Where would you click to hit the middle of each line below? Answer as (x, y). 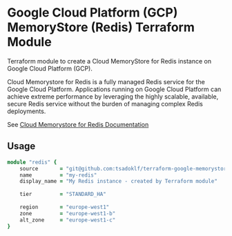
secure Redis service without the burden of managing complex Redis (105, 104)
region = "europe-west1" (65, 207)
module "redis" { (32, 162)
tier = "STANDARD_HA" (63, 195)
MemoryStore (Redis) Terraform (101, 27)
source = (41, 168)
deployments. (27, 111)
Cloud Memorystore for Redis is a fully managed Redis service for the (106, 81)
